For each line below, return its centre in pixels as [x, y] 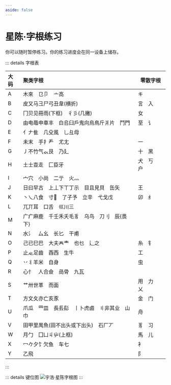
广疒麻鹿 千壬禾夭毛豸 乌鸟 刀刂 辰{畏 [75, 216]
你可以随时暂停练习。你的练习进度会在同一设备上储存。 [63, 52]
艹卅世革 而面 [41, 285]
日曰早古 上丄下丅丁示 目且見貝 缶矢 [71, 187]
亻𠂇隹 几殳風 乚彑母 [51, 132]
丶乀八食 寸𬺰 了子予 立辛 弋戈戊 [68, 197]
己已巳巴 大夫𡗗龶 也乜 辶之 [61, 243]
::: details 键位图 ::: [44, 377]
